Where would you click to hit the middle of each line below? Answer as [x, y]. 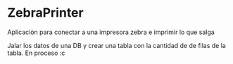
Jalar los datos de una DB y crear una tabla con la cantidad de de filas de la [117, 45]
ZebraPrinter [45, 13]
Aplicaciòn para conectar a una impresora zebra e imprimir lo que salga [111, 32]
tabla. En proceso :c [36, 53]
